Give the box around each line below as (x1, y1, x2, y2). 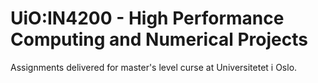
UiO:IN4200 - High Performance (10, 7, 285, 30)
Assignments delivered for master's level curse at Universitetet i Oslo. (10, 61, 298, 73)
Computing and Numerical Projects (10, 28, 308, 51)
